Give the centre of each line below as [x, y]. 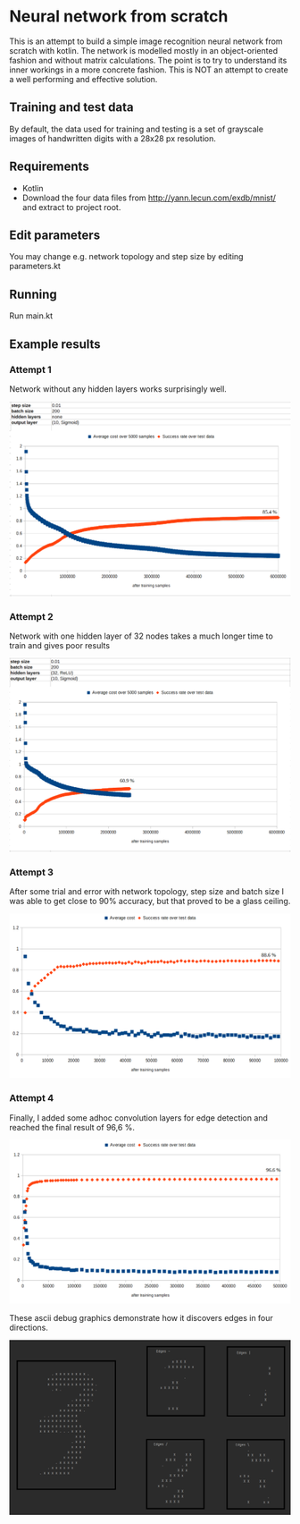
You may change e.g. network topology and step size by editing [126, 257]
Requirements [49, 167]
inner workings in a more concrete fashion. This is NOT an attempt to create [149, 70]
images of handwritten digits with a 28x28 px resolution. [113, 138]
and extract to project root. [71, 207]
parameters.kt [35, 267]
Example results [55, 344]
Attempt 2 [31, 616]
